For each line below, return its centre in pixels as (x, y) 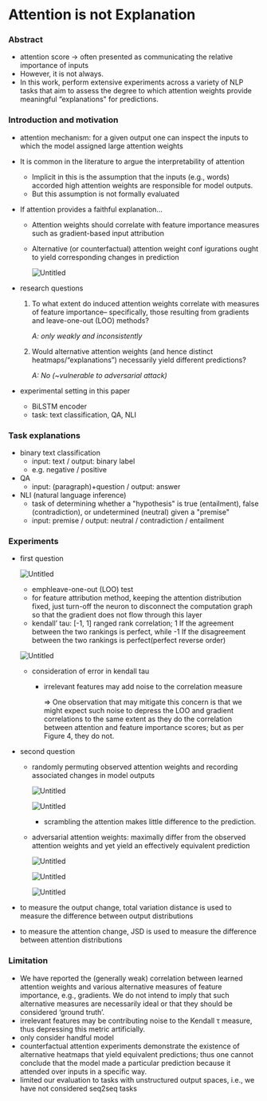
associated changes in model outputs (93, 775)
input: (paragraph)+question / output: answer (106, 487)
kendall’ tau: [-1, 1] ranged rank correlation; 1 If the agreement (133, 623)
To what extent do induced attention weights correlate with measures (145, 303)
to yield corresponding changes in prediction (105, 257)
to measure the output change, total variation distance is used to (126, 908)
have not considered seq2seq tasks (79, 1088)
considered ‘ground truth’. (62, 1012)
